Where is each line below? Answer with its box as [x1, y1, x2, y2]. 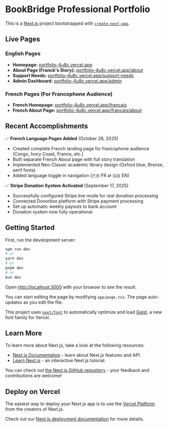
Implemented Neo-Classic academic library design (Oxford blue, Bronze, [12, 161, 164, 167]
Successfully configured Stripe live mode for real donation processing [12, 192, 158, 198]
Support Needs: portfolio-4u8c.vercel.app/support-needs [12, 72, 134, 78]
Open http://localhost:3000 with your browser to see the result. [5, 284, 137, 290]
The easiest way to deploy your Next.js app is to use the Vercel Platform [5, 401, 155, 407]
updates [5, 299, 23, 305]
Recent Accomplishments [5, 122, 88, 131]
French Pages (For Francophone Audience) [5, 90, 112, 97]
